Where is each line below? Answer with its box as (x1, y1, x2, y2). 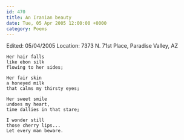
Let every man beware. (6, 128, 64, 134)
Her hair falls (6, 54, 45, 60)
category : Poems (6, 25, 47, 32)
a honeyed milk (6, 80, 45, 86)
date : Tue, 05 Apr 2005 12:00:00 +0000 (6, 20, 107, 26)
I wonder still (6, 117, 45, 124)
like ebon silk (6, 59, 45, 65)
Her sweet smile (6, 96, 47, 103)
